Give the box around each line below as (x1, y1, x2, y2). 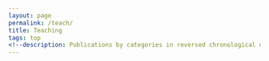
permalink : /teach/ (8, 19, 74, 27)
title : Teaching (8, 26, 62, 34)
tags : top (8, 33, 42, 42)
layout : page (8, 11, 52, 20)
